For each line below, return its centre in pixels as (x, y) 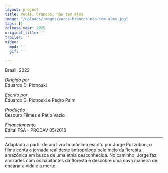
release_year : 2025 (25, 28)
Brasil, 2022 (17, 70)
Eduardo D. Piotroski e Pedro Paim (40, 100)
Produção (15, 110)
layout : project (22, 10)
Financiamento (21, 125)
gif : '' (18, 51)
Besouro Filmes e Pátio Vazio (35, 115)
